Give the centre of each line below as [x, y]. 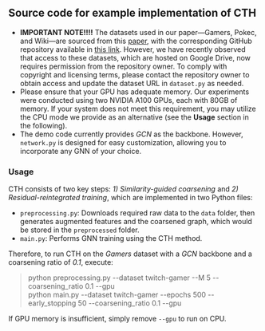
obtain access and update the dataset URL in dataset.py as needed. [132, 83]
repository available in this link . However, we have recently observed [132, 49]
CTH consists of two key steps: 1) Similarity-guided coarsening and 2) [124, 189]
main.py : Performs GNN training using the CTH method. [111, 238]
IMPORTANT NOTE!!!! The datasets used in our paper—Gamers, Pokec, [138, 32]
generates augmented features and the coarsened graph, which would [136, 222]
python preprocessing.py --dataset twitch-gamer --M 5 [119, 278]
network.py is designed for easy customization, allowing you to [123, 142]
